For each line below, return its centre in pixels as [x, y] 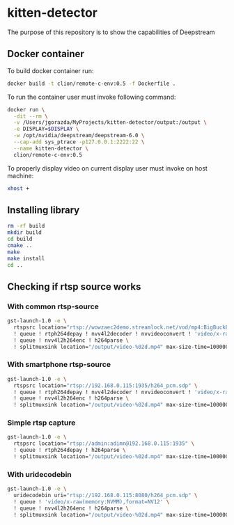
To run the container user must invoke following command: [92, 97]
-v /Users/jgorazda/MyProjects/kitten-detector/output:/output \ [110, 123]
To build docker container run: [50, 70]
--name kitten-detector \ [51, 148]
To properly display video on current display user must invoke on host [107, 168]
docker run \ [26, 109]
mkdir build [24, 233]
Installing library [44, 210]
